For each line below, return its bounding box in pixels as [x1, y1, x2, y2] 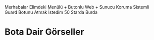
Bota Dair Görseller [4, 26, 85, 38]
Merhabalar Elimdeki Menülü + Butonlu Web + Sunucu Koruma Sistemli [4, 4, 150, 10]
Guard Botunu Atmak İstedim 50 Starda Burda [4, 9, 98, 15]
